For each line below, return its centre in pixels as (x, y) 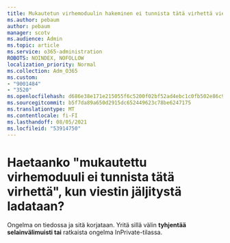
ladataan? (36, 206)
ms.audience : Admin (35, 39)
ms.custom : (23, 77)
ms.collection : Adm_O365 (42, 71)
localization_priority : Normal (52, 65)
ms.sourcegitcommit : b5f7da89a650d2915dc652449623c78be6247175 (99, 103)
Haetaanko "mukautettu (77, 162)
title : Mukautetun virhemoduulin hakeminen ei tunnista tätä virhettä (110, 13)
